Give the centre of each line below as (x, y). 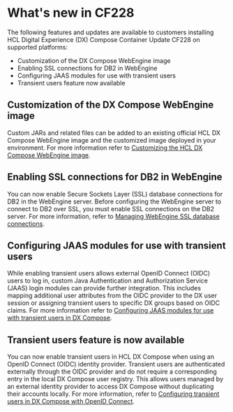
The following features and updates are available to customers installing (111, 32)
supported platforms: (38, 47)
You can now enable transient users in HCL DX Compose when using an (111, 357)
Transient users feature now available (71, 83)
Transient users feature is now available (96, 340)
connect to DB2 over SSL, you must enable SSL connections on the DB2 (111, 208)
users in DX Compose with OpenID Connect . (71, 402)
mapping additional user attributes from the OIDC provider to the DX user (112, 296)
